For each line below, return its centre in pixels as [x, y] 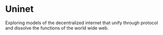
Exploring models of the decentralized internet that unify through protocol [82, 23]
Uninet [19, 9]
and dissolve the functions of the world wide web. [57, 28]
